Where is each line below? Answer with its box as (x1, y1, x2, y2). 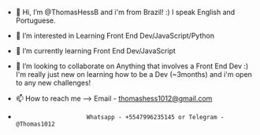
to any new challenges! (15, 78, 91, 87)
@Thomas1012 (15, 120, 55, 128)
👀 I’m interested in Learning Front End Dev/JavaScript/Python (15, 31, 215, 40)
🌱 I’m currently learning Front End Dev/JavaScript (15, 46, 176, 55)
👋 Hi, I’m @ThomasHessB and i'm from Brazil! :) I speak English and (15, 8, 236, 16)
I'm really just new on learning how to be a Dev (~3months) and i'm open (15, 70, 252, 78)
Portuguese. (15, 16, 57, 25)
